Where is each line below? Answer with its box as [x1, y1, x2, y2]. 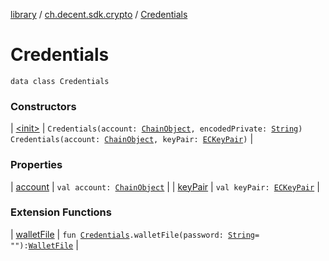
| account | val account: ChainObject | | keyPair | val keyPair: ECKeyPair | [10, 180, 320, 193]
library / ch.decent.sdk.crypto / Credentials [10, 9, 188, 20]
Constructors [10, 99, 77, 113]
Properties [10, 158, 63, 172]
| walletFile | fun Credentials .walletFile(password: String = [10, 228, 260, 240]
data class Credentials [10, 76, 110, 86]
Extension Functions [10, 205, 112, 219]
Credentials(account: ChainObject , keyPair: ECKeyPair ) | [10, 133, 254, 145]
